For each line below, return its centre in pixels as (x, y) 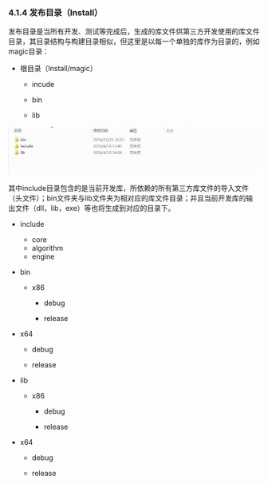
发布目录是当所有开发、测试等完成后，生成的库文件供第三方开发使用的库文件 (134, 32)
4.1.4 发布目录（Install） (55, 12)
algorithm (47, 248)
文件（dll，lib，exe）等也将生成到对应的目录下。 (95, 208)
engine (43, 256)
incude (43, 85)
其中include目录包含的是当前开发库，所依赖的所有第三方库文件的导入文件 (129, 188)
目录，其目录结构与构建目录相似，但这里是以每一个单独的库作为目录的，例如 (134, 42)
